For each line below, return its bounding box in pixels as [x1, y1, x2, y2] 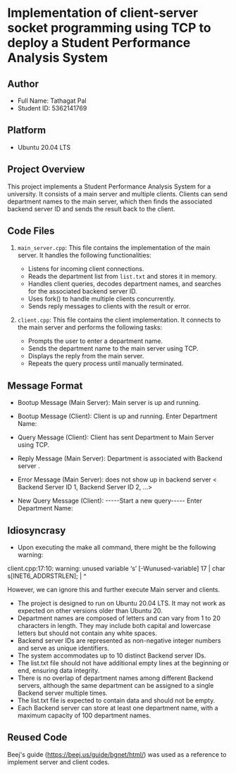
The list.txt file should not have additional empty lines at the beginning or [17, 659, 229, 667]
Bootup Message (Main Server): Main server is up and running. [17, 398, 201, 407]
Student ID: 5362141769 [17, 104, 87, 112]
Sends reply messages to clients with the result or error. [27, 302, 191, 310]
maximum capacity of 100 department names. [17, 711, 151, 719]
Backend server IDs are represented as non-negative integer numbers [17, 636, 221, 645]
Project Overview [7, 163, 85, 175]
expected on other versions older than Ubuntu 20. [17, 607, 163, 615]
